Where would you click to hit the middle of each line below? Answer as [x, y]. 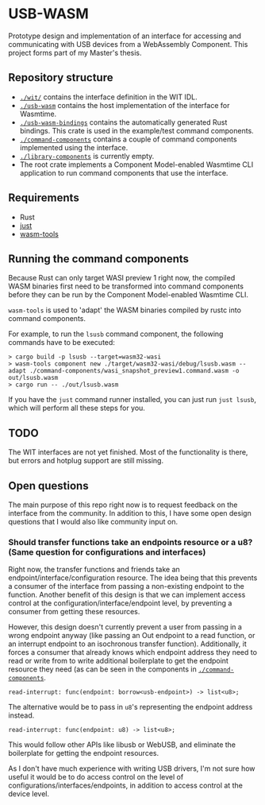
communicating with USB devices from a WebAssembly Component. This [128, 44]
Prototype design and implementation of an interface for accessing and [125, 36]
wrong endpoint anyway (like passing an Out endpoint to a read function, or [132, 636]
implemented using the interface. [74, 147]
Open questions [48, 486]
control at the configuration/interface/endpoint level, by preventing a [120, 603]
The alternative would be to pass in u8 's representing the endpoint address [131, 707]
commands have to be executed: [61, 343]
